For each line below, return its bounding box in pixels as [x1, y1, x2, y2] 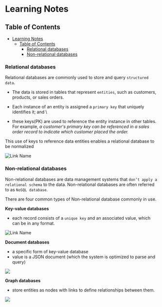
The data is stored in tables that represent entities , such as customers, [12, 89, 157, 95]
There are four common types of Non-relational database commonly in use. [5, 196, 157, 202]
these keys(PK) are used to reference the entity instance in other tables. [12, 119, 157, 124]
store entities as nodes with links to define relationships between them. [12, 287, 155, 293]
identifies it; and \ [12, 109, 48, 115]
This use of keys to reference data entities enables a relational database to [5, 138, 155, 144]
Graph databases [5, 277, 41, 284]
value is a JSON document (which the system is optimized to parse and [12, 254, 156, 260]
